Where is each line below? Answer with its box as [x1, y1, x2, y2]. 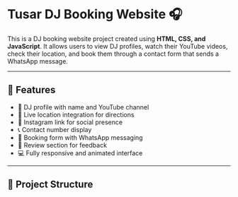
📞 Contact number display [17, 125, 92, 133]
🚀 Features [7, 84, 56, 96]
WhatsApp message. [7, 56, 69, 65]
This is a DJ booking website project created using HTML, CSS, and [7, 34, 206, 43]
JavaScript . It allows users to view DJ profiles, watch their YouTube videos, [7, 42, 228, 50]
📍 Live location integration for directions [17, 110, 135, 119]
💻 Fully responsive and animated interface [17, 148, 143, 157]
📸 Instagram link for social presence [17, 118, 123, 126]
